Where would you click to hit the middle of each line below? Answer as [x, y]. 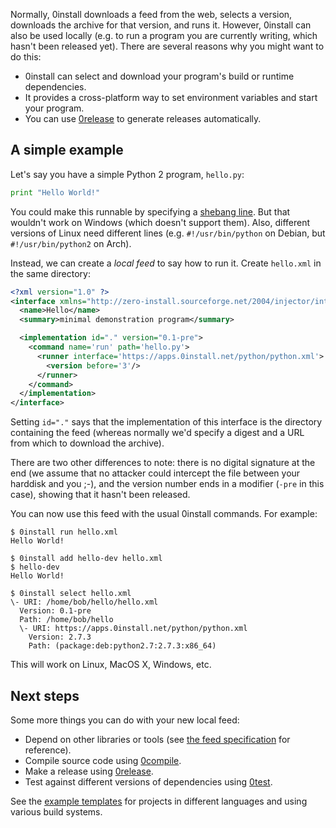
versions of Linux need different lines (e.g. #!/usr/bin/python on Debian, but [168, 233]
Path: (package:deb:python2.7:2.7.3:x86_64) [122, 646]
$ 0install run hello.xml [64, 532]
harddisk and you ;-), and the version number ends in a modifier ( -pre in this [167, 484]
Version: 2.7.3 [60, 637]
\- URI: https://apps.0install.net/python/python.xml [133, 629]
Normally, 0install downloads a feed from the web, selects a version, [151, 14]
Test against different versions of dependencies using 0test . [148, 782]
